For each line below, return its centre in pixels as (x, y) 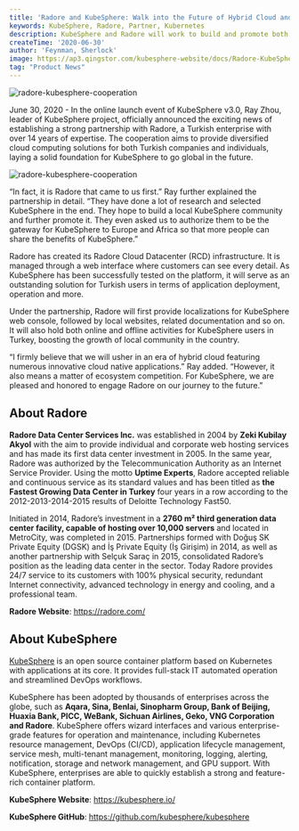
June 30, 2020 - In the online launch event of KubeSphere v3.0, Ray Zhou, (145, 110)
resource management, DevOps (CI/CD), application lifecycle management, (147, 744)
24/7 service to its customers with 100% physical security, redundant (136, 574)
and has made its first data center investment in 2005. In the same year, (141, 453)
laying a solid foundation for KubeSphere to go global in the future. (131, 157)
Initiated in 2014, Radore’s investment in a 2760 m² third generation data (143, 518)
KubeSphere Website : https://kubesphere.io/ (93, 799)
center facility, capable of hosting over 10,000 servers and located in (139, 527)
